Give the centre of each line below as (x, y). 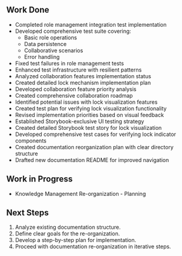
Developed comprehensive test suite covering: (73, 31)
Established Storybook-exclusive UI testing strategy (80, 121)
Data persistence (45, 44)
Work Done (28, 10)
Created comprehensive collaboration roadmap (74, 95)
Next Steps (28, 213)
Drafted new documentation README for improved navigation (92, 160)
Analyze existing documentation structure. (68, 227)
